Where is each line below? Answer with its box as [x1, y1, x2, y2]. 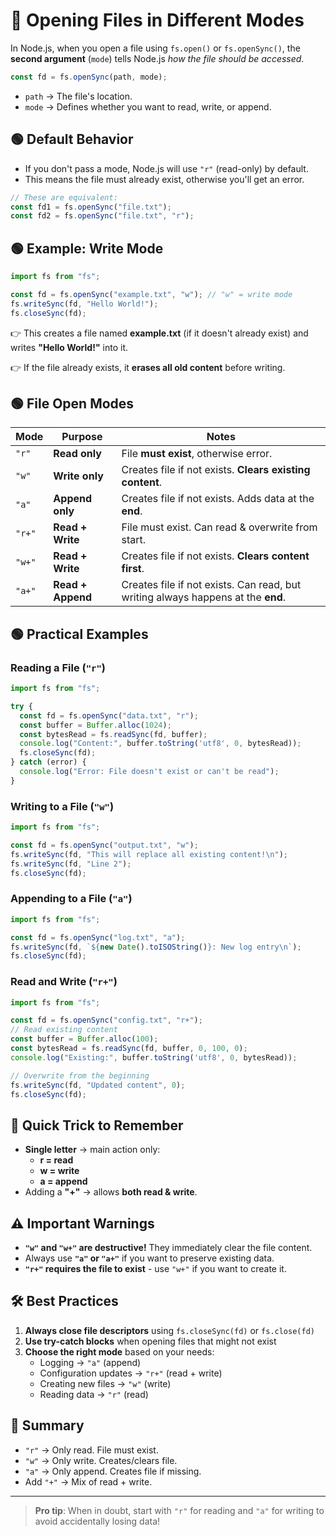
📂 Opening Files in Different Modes [10, 9, 305, 32]
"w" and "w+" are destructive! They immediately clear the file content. [24, 1242, 313, 1254]
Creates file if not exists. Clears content [121, 549, 310, 563]
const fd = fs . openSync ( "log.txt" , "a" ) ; [10, 932, 186, 943]
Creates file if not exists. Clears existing [121, 463, 311, 477]
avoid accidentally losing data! [34, 1515, 161, 1527]
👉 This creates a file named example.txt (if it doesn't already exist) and [10, 327, 309, 339]
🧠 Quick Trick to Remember [10, 1117, 184, 1134]
